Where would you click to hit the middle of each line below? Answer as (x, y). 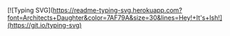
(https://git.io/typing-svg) (45, 25)
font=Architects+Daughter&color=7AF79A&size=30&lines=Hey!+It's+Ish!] (115, 18)
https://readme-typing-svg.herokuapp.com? (117, 10)
